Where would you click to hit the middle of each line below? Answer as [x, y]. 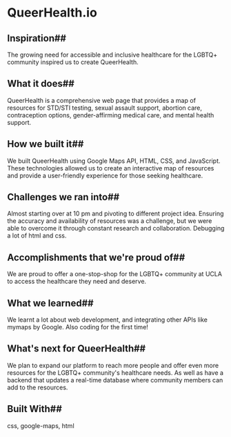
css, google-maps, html [41, 425]
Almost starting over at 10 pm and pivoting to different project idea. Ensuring [115, 214]
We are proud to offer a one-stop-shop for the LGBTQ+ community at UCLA [115, 274]
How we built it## [46, 144]
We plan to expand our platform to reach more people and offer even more [113, 365]
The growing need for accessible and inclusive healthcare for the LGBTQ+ [112, 55]
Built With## [34, 409]
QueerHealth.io [52, 13]
